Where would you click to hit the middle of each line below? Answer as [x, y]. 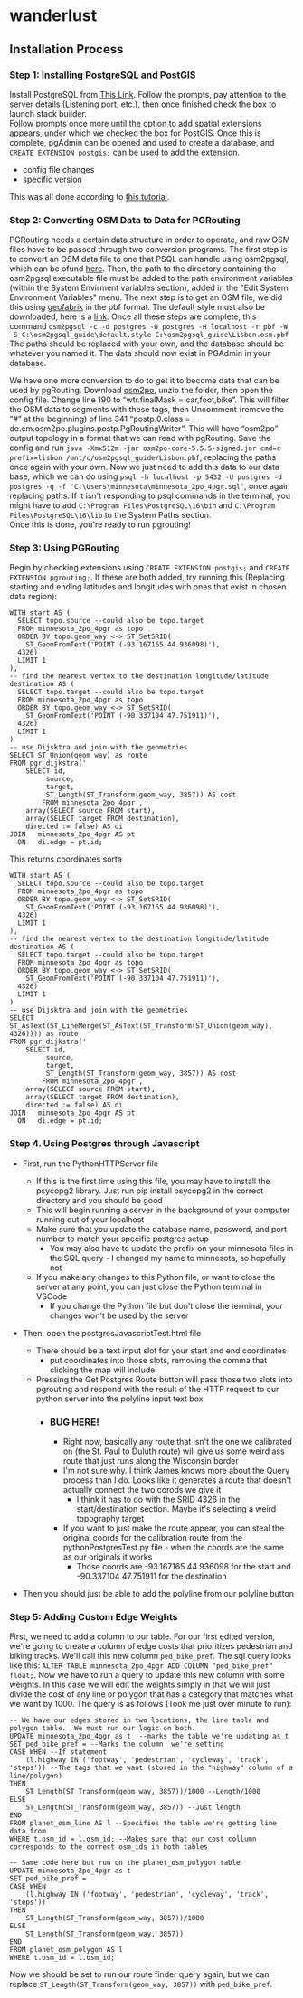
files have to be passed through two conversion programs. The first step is [148, 250]
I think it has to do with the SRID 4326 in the [158, 1499]
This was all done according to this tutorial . [90, 196]
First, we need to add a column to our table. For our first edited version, [142, 1636]
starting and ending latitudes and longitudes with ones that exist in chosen [148, 587]
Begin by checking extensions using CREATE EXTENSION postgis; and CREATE [150, 568]
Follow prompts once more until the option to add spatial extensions [136, 123]
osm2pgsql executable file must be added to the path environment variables [151, 278]
